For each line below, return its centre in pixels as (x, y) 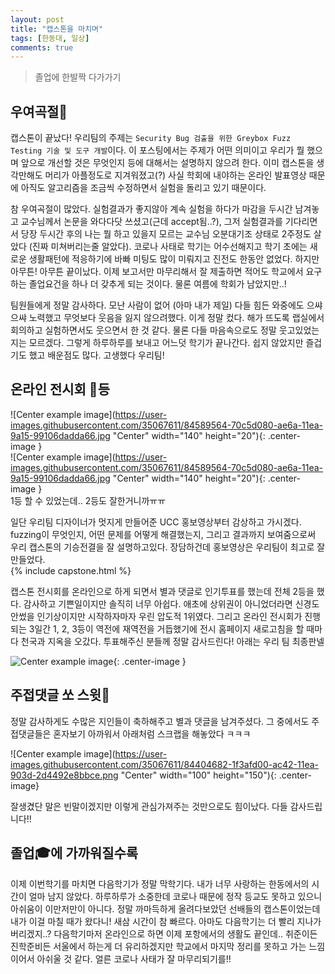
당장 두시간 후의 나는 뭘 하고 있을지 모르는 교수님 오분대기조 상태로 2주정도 (166, 234)
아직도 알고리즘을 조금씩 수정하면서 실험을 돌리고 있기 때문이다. (143, 188)
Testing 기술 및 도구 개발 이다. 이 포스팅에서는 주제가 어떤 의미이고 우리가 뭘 (157, 150)
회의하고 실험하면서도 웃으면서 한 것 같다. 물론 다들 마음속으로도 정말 (143, 330)
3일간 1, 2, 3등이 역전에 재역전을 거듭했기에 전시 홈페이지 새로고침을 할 (166, 628)
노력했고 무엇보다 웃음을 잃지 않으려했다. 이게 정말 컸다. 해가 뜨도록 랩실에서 (176, 318)
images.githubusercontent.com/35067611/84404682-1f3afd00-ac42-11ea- (165, 764)
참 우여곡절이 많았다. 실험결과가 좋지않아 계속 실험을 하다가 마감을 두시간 (151, 209)
